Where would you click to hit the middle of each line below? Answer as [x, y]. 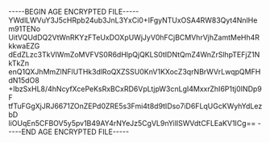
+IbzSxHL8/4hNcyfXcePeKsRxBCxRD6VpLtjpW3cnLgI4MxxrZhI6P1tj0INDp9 [135, 89]
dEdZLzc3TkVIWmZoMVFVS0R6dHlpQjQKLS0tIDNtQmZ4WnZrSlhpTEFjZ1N [134, 55]
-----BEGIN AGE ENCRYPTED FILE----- [74, 12]
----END [22, 132]
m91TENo [25, 29]
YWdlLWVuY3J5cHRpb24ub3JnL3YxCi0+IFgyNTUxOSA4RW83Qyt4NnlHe [133, 20]
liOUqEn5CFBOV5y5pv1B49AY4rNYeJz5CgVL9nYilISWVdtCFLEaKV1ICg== [132, 123]
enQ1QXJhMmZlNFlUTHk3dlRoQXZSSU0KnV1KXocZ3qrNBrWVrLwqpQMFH [135, 71]
